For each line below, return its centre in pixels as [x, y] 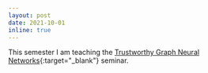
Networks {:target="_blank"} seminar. [68, 60]
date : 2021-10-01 [37, 23]
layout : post [30, 15]
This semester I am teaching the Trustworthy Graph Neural [104, 53]
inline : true [30, 30]
